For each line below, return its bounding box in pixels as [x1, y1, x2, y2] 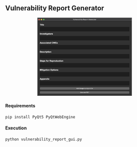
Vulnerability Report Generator [5, 4, 104, 13]
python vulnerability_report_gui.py [5, 136, 82, 142]
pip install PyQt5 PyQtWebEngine [5, 114, 76, 119]
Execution [5, 125, 27, 131]
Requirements [5, 103, 36, 109]
